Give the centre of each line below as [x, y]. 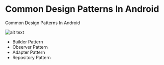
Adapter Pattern [29, 52]
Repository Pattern [32, 57]
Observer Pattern [30, 47]
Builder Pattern [28, 42]
